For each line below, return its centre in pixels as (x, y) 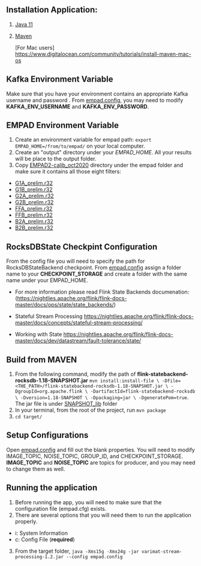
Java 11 (24, 24)
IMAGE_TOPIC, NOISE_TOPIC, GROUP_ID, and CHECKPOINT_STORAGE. (95, 456)
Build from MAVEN (41, 360)
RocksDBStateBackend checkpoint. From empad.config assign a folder (94, 268)
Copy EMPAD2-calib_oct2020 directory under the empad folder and (99, 165)
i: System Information (41, 533)
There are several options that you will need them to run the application (103, 515)
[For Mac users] (35, 47)
